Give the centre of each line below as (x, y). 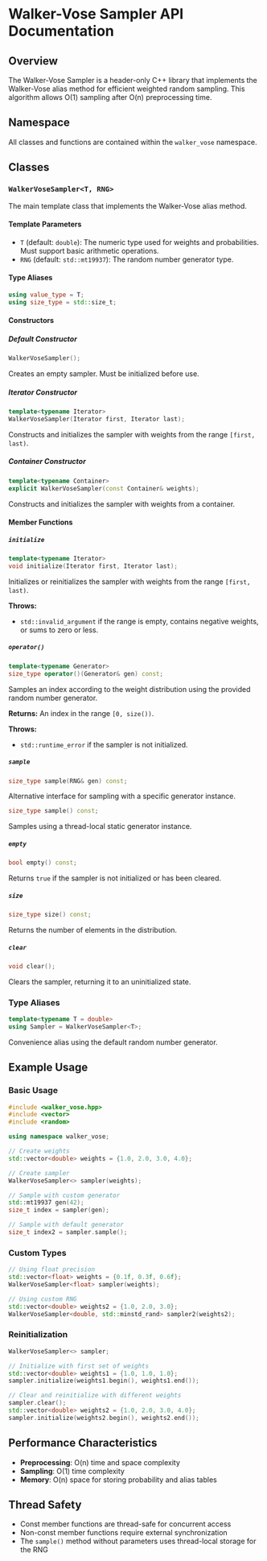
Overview (33, 61)
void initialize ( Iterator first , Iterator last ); (93, 566)
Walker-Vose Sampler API (96, 14)
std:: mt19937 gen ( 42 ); (46, 1203)
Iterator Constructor (43, 392)
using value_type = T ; (46, 295)
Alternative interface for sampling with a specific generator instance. (122, 796)
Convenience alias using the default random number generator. (113, 1042)
